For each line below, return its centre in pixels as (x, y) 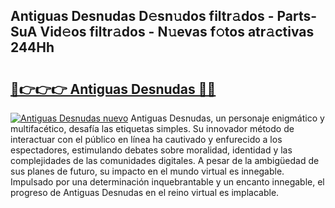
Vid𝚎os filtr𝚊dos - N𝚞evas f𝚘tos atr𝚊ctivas (177, 32)
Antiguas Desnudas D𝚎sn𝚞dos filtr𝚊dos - (142, 16)
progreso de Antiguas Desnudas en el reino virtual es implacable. (145, 192)
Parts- (297, 16)
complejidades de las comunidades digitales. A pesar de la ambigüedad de (165, 160)
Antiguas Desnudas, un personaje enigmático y (227, 118)
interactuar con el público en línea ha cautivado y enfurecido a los (146, 139)
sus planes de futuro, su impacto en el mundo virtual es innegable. (147, 171)
